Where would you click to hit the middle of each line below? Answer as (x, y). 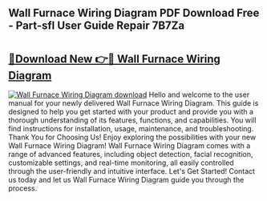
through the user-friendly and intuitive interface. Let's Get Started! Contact (131, 171)
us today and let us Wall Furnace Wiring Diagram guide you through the (126, 180)
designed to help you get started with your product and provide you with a (131, 112)
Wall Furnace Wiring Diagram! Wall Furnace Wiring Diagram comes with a (129, 146)
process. (23, 188)
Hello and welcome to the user (199, 94)
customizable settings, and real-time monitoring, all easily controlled (121, 163)
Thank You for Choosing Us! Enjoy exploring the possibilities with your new (132, 137)
